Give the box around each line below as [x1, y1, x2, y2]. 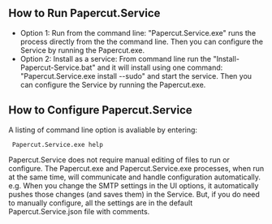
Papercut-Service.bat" [19, 62, 96, 72]
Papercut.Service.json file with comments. [8, 206, 150, 216]
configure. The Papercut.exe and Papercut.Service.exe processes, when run [8, 163, 265, 173]
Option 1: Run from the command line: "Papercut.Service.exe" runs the [19, 28, 257, 37]
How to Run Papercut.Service [8, 6, 161, 20]
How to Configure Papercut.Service [8, 103, 192, 117]
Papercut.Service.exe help [11, 140, 104, 149]
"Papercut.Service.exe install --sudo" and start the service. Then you [19, 71, 253, 80]
